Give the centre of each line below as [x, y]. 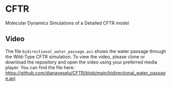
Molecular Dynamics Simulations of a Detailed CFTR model [67, 23]
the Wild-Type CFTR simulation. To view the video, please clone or [75, 56]
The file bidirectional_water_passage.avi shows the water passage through [86, 51]
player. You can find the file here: [40, 67]
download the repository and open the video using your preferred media [81, 62]
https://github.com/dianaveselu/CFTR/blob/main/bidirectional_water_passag [86, 73]
